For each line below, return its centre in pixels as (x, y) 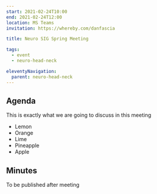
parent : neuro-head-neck (42, 77)
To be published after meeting (43, 185)
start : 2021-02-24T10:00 (37, 12)
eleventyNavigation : (32, 71)
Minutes (22, 171)
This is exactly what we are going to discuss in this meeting (79, 115)
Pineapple (27, 145)
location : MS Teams (30, 23)
